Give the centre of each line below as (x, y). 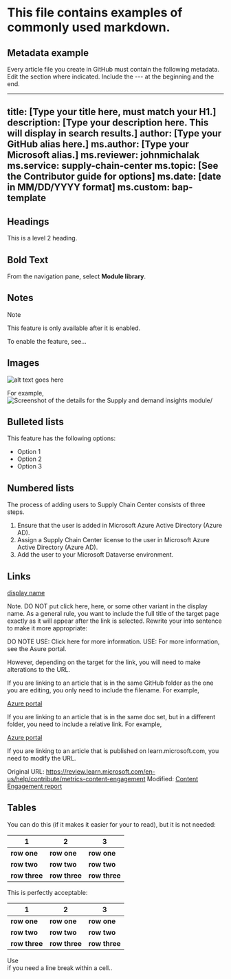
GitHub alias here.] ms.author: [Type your (98, 144)
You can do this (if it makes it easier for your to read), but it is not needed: (112, 824)
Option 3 (30, 466)
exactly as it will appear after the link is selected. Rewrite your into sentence (114, 621)
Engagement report (35, 786)
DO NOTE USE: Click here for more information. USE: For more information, (113, 641)
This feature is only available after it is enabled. (74, 328)
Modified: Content (173, 779)
